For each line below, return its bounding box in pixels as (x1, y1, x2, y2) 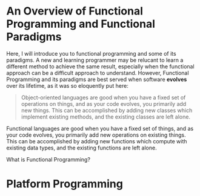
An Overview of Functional (6, 4, 144, 18)
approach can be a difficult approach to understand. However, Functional (6, 69, 189, 76)
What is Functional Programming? (6, 155, 91, 163)
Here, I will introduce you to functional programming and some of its (6, 50, 177, 57)
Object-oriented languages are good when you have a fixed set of (21, 94, 186, 101)
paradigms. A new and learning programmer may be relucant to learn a (6, 56, 184, 64)
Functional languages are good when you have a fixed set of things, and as (6, 125, 194, 132)
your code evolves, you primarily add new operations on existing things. (6, 131, 186, 139)
